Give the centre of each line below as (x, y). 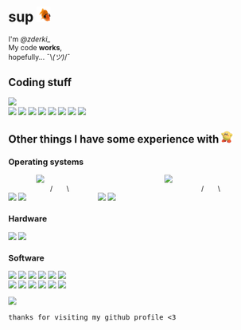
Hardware (28, 219)
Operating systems (46, 162)
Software (27, 257)
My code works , (35, 47)
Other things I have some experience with (114, 139)
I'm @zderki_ (29, 39)
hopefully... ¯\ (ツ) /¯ (39, 57)
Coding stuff (40, 82)
